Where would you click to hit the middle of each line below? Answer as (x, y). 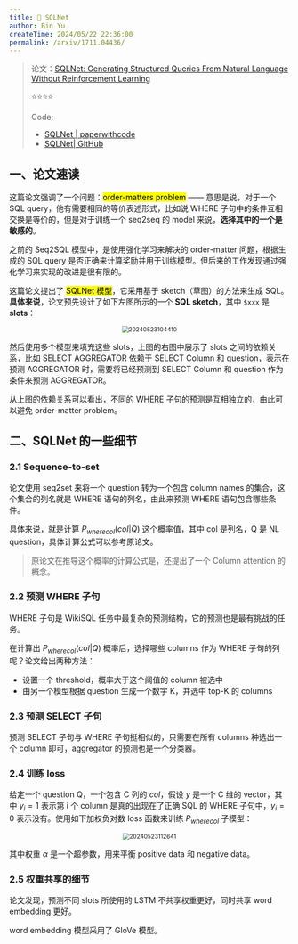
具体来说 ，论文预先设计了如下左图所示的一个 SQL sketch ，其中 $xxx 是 (139, 302)
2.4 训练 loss (37, 773)
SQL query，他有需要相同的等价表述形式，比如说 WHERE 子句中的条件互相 (146, 208)
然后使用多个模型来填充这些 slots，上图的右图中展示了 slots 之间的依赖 (139, 347)
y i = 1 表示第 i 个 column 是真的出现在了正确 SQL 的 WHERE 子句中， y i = (152, 807)
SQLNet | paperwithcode (90, 134)
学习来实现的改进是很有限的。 (71, 272)
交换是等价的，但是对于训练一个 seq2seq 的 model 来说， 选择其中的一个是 (146, 220)
